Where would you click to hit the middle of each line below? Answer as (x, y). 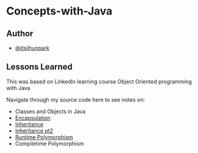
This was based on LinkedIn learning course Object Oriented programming (99, 81)
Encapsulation (33, 118)
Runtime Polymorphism (44, 137)
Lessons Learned (39, 67)
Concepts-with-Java (59, 11)
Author (20, 34)
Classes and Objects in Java (50, 111)
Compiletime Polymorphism (49, 143)
